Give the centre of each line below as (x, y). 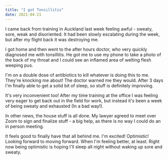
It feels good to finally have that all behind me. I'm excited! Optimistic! (77, 136)
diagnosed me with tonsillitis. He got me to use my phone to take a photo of (83, 54)
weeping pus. (19, 65)
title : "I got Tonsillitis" (35, 10)
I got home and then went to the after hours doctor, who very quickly (76, 49)
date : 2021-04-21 (23, 15)
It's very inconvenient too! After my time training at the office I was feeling (81, 95)
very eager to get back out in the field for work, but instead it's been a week (84, 100)
